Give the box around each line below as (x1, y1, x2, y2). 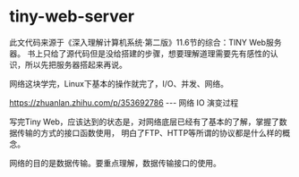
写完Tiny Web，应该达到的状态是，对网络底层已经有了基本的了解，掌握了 (9, 116, 280, 127)
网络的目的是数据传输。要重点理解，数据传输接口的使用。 (9, 157, 221, 168)
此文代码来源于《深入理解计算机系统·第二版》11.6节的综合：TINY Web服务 (9, 37, 282, 47)
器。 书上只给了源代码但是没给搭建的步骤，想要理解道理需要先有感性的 (9, 47, 270, 59)
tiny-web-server (9, 6, 135, 27)
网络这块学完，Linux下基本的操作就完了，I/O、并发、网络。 (9, 78, 229, 88)
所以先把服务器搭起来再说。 (24, 59, 127, 70)
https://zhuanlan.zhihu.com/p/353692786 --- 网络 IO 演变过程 (9, 97, 239, 108)
